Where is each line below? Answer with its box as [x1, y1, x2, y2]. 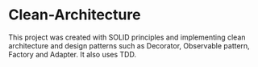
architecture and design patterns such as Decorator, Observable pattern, [8, 40, 250, 50]
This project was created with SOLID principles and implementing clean [8, 32, 246, 42]
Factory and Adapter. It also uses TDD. [8, 49, 137, 59]
